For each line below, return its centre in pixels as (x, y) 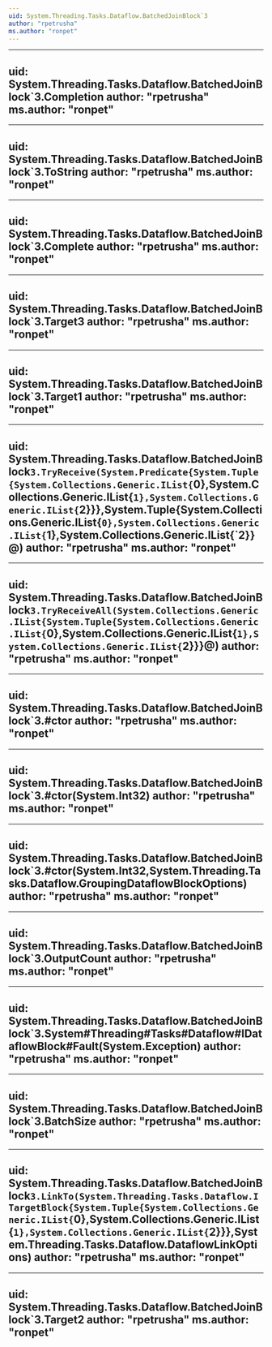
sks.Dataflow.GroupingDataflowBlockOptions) (128, 884)
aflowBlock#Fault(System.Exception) (105, 1046)
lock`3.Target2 (47, 1320)
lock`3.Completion (56, 97)
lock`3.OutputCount (60, 958)
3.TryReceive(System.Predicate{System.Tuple (144, 472)
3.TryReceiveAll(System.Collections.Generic (144, 611)
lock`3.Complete (51, 247)
